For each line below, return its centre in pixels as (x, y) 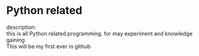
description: (21, 27)
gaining (16, 40)
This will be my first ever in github (49, 46)
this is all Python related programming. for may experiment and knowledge (99, 33)
